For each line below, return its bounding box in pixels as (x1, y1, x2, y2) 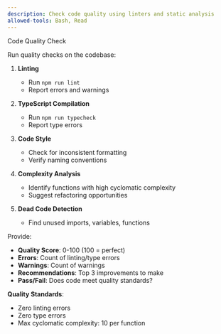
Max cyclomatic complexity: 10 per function (17, 318, 146, 327)
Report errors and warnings (28, 85, 109, 94)
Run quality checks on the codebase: (7, 50, 116, 59)
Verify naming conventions (28, 156, 107, 164)
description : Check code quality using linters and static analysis (7, 10, 215, 18)
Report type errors (28, 120, 83, 129)
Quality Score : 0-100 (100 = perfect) (17, 246, 126, 254)
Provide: (7, 232, 32, 240)
